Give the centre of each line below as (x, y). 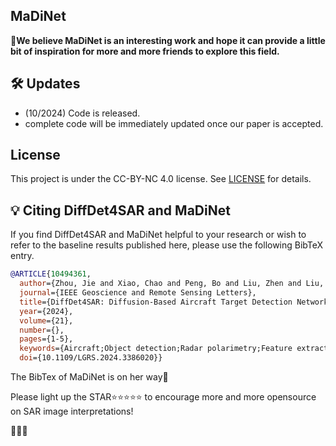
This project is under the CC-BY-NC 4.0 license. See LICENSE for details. (161, 179)
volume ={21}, (46, 320)
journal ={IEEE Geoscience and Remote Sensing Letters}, (138, 293)
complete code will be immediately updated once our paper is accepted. (174, 123)
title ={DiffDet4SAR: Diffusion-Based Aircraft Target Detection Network (174, 302)
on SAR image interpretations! (72, 411)
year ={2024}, (46, 311)
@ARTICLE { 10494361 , (51, 274)
